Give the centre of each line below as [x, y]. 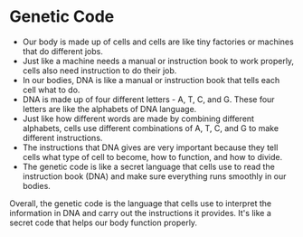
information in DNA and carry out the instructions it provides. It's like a [140, 213]
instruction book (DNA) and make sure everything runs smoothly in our [154, 176]
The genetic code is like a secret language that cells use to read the [149, 166]
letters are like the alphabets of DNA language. [109, 109]
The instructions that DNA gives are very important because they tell [150, 147]
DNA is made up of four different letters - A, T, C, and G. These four [148, 99]
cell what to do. [51, 90]
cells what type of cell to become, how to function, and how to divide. [152, 156]
